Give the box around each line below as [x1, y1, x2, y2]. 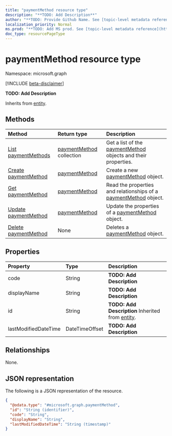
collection [57, 152, 81, 159]
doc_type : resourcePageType [5, 31, 66, 36]
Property [8, 263, 30, 270]
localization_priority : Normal [5, 22, 72, 27]
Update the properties [106, 202, 160, 209]
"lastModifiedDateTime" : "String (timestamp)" [10, 422, 111, 427]
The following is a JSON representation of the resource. [5, 388, 123, 394]
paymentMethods [8, 152, 51, 159]
